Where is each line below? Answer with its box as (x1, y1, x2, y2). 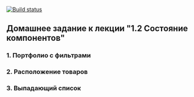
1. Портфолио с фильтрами (6, 51, 91, 60)
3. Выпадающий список (6, 84, 81, 93)
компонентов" (6, 33, 65, 43)
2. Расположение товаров (6, 68, 88, 76)
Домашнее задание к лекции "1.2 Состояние (6, 23, 188, 34)
